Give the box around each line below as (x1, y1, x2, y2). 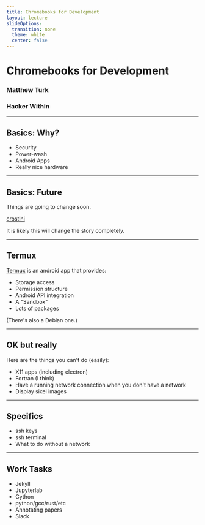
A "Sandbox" (15, 298, 48, 305)
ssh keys (15, 427, 38, 435)
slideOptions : (6, 20, 43, 26)
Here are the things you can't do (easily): (6, 356, 109, 363)
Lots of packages (15, 304, 59, 312)
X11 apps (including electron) (15, 368, 88, 376)
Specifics (6, 411, 43, 421)
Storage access (15, 278, 55, 285)
